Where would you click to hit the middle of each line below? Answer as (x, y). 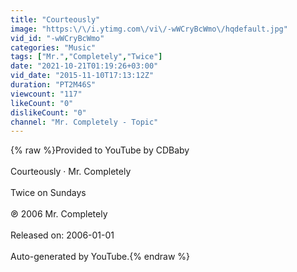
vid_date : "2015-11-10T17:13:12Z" (82, 76)
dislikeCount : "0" (48, 112)
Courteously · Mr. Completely (71, 172)
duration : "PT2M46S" (53, 85)
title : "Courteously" (55, 19)
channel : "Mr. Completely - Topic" (84, 122)
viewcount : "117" (46, 94)
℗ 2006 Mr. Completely (59, 214)
